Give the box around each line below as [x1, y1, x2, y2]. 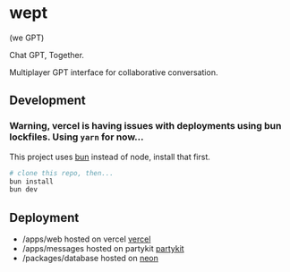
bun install [9, 177, 54, 186]
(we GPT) [9, 32, 45, 43]
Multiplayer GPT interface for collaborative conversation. [9, 66, 218, 78]
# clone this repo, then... [9, 168, 115, 177]
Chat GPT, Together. [9, 49, 85, 60]
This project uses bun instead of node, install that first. [9, 151, 210, 162]
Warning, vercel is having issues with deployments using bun [9, 120, 282, 132]
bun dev [9, 185, 38, 194]
